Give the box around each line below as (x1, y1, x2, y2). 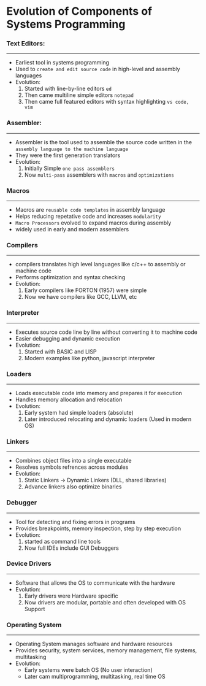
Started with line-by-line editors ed (24, 85, 112, 93)
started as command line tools (24, 538, 101, 545)
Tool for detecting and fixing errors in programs (15, 518, 136, 525)
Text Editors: (6, 39, 45, 48)
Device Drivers (6, 560, 51, 568)
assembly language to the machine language (15, 146, 129, 152)
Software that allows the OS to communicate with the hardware (15, 579, 175, 587)
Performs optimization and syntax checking (15, 274, 126, 281)
